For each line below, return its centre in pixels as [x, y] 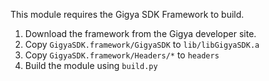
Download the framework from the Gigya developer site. [140, 33]
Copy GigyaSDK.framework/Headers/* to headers [122, 55]
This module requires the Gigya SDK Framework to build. [127, 14]
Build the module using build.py [91, 65]
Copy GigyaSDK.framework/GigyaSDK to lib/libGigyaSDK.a [142, 44]
